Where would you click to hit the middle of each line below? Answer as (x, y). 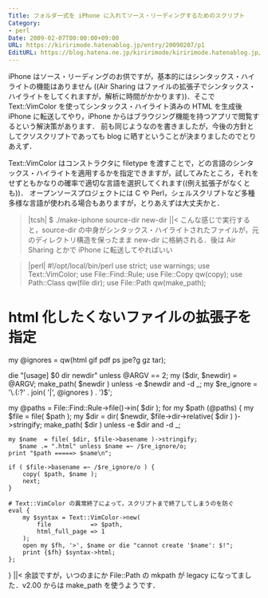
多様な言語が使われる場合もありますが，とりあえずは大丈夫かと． (116, 203)
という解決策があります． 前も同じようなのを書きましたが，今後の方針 (131, 126)
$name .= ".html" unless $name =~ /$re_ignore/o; (103, 446)
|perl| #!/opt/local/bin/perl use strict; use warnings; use (118, 266)
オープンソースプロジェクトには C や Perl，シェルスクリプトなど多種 (142, 193)
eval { (19, 510)
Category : (25, 23)
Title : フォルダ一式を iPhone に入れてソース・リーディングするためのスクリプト (127, 16)
